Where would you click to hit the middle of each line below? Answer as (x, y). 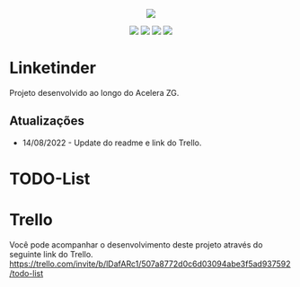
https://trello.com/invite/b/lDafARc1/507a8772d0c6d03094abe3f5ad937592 (150, 264)
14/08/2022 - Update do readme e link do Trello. (112, 143)
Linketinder (53, 68)
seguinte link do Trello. (51, 254)
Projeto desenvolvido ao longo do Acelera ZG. (94, 92)
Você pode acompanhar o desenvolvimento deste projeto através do (136, 244)
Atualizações (47, 121)
